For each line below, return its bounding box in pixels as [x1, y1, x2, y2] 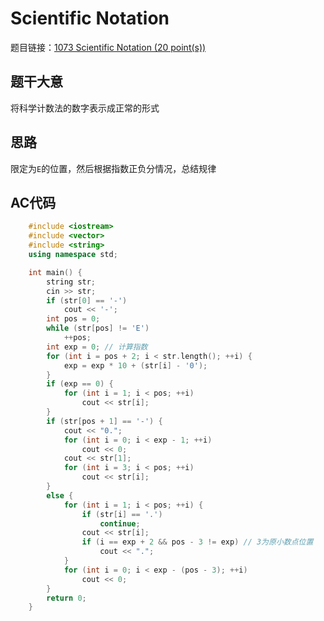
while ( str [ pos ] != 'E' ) [46, 323, 150, 334]
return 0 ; [46, 593, 87, 603]
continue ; [99, 518, 141, 529]
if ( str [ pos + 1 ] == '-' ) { [46, 416, 163, 426]
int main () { [28, 267, 83, 277]
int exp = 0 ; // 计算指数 [46, 342, 148, 352]
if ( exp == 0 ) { [46, 379, 114, 389]
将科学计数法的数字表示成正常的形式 [10, 102, 160, 114]
